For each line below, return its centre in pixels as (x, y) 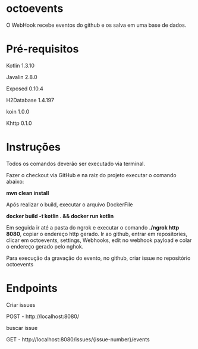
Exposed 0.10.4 (25, 89)
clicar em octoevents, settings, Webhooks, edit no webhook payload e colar (99, 240)
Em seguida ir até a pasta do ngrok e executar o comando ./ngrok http (93, 227)
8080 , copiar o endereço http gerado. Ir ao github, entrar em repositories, (97, 234)
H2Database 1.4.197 (30, 100)
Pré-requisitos (43, 49)
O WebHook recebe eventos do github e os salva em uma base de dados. (96, 25)
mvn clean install (28, 193)
